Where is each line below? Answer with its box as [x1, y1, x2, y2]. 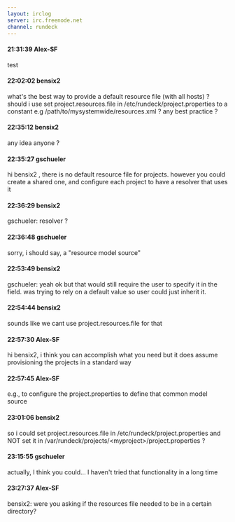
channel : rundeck [7, 23, 58, 30]
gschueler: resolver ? [7, 217, 69, 225]
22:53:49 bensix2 [7, 264, 61, 273]
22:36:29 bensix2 [7, 201, 61, 210]
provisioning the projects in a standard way [7, 358, 131, 366]
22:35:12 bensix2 [7, 123, 59, 132]
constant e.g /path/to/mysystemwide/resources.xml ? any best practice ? [7, 107, 218, 116]
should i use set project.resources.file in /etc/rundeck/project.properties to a [7, 99, 228, 108]
